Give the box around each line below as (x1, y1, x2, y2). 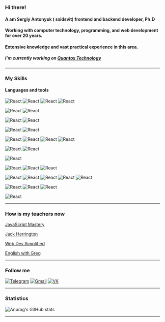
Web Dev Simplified (5, 241, 45, 247)
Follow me (5, 267, 30, 274)
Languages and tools (5, 87, 49, 93)
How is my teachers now (5, 210, 65, 217)
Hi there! (5, 4, 27, 11)
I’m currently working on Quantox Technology (5, 55, 102, 61)
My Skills (5, 75, 27, 82)
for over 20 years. (5, 32, 43, 38)
